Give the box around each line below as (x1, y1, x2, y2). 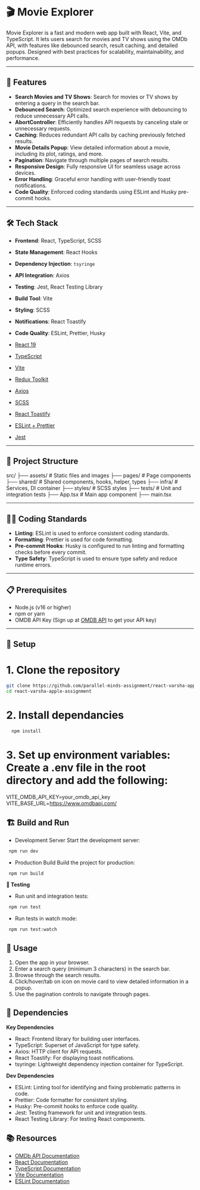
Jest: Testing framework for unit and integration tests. (14, 1109, 147, 1116)
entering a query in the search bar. (14, 100, 100, 107)
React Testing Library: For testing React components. (14, 1115, 146, 1122)
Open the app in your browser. (14, 959, 90, 966)
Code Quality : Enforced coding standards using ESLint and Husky (14, 188, 177, 195)
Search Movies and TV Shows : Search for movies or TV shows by (14, 93, 179, 100)
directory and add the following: (6, 774, 168, 788)
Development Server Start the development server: (14, 836, 140, 844)
